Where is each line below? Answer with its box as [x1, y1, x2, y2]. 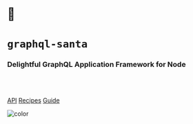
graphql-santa [7, 38, 88, 51]
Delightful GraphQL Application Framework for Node [7, 60, 186, 70]
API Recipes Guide [7, 96, 60, 104]
